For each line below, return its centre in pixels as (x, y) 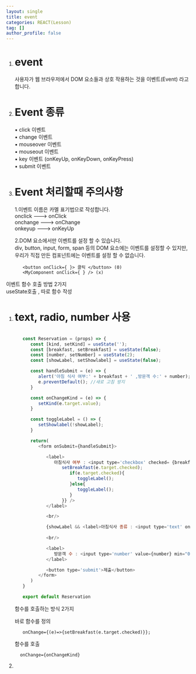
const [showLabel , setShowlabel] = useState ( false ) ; (96, 361)
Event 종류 (39, 112)
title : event (22, 17)
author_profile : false (34, 33)
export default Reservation (57, 597)
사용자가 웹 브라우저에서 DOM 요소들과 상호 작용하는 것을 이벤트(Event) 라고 (101, 79)
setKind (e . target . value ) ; (70, 403)
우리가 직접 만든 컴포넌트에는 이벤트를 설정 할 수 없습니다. (80, 255)
